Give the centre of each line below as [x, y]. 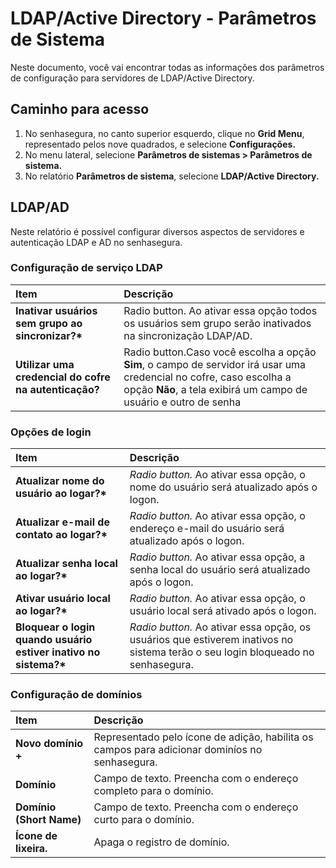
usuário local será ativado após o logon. [223, 611]
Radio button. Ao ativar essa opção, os [220, 627]
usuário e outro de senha [182, 402]
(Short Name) [48, 820]
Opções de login [51, 432]
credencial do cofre [63, 377]
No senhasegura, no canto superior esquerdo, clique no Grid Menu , [164, 133]
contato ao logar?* [61, 535]
